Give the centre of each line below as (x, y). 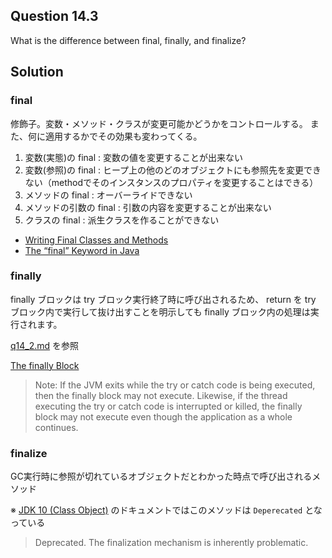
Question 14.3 (54, 16)
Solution (37, 72)
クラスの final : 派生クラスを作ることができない (122, 220)
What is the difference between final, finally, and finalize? (128, 40)
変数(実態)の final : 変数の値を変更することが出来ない (133, 157)
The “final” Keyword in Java (82, 250)
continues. (56, 427)
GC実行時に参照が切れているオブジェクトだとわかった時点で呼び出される (161, 476)
